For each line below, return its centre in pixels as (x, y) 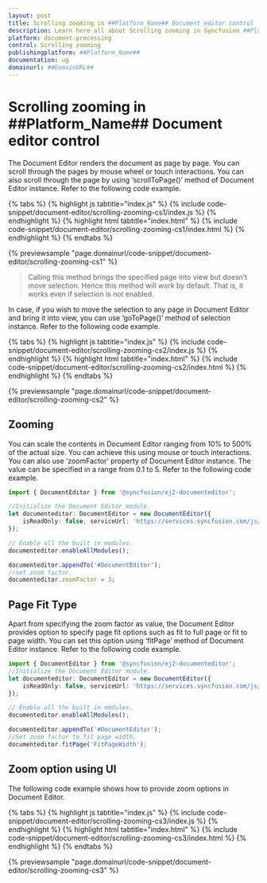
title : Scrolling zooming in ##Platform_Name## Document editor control (131, 23)
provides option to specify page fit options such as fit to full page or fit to (128, 632)
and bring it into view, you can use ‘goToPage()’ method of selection (120, 318)
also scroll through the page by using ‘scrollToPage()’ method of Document (131, 179)
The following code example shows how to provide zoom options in (118, 788)
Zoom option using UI (62, 769)
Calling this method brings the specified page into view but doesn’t (137, 277)
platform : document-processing (60, 38)
